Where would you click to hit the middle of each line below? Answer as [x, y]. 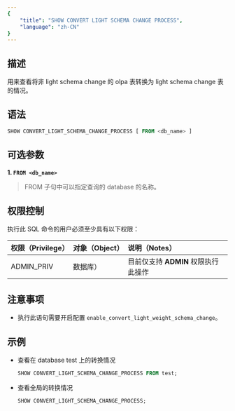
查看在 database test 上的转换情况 [66, 360]
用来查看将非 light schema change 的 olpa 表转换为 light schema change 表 [115, 82]
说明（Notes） [152, 248]
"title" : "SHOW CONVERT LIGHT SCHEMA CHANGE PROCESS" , [101, 20]
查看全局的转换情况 [45, 387]
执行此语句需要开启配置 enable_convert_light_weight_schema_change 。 [119, 318]
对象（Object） [98, 248]
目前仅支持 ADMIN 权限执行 [173, 262]
